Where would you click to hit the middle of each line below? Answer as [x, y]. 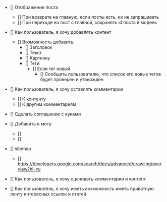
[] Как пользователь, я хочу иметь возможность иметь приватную [82, 189]
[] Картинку [38, 58]
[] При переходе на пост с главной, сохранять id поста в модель [87, 22]
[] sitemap [21, 149]
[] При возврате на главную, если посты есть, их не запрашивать [88, 17]
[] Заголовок [39, 47]
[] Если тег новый [51, 69]
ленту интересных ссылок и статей [48, 194]
